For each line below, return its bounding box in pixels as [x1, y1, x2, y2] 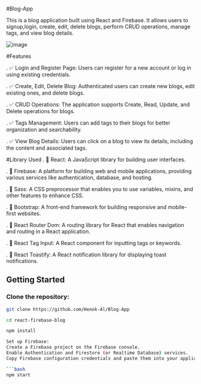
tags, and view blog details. [6, 29, 74, 37]
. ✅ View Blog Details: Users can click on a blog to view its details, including [6, 138, 193, 144]
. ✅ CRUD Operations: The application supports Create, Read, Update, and [6, 101, 190, 108]
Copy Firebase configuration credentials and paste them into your [6, 355, 178, 361]
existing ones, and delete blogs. [6, 89, 85, 96]
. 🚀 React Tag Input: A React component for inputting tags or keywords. [6, 240, 182, 246]
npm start [6, 371, 31, 378]
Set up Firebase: [6, 338, 50, 345]
